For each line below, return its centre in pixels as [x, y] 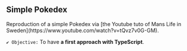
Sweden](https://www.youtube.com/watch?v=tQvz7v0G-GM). [83, 30]
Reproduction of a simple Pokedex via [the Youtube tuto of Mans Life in [94, 24]
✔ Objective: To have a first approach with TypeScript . [75, 42]
